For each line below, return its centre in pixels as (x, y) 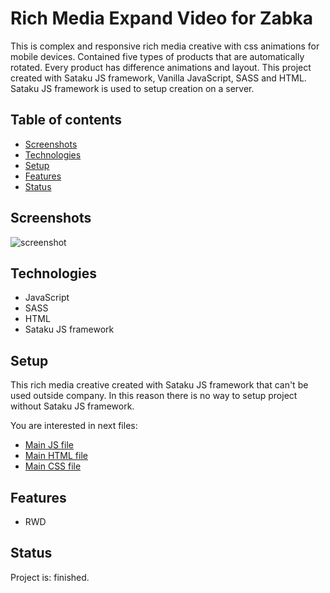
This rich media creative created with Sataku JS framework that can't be (159, 385)
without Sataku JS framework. (72, 406)
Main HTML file (56, 456)
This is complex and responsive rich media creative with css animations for (165, 46)
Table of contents (66, 120)
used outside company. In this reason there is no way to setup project (154, 396)
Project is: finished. (50, 577)
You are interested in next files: (74, 426)
